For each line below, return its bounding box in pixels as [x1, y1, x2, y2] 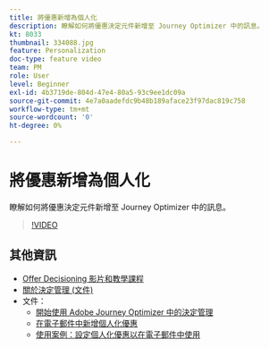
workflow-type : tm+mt [9, 105, 90, 114]
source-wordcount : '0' [9, 113, 94, 122]
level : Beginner [9, 80, 70, 89]
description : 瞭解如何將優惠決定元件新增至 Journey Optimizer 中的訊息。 [9, 21, 265, 30]
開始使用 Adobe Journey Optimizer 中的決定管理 [35, 306, 214, 318]
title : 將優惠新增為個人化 [9, 13, 98, 22]
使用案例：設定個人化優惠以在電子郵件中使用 [35, 328, 201, 340]
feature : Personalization [9, 47, 105, 55]
